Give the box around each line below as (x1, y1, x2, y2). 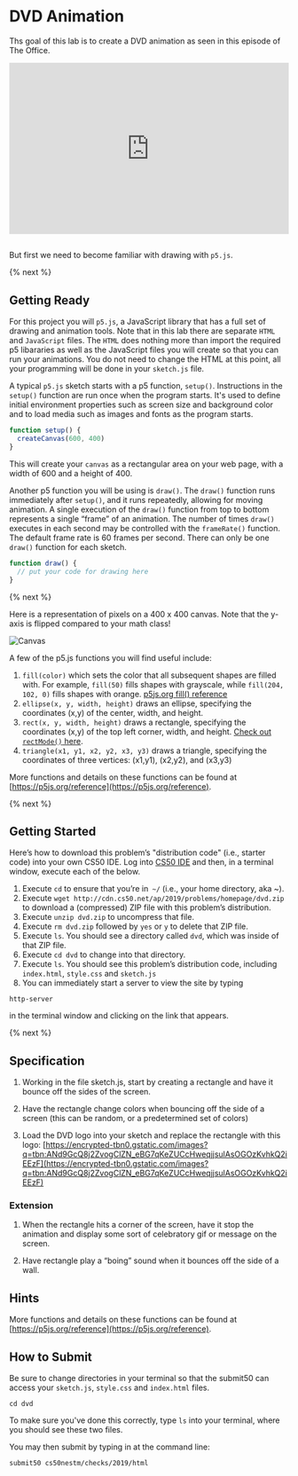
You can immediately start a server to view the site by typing (21, 977, 244, 988)
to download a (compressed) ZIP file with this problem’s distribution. (21, 902, 272, 913)
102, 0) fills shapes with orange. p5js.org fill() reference (21, 688, 228, 699)
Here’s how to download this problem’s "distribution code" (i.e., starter (9, 847, 266, 858)
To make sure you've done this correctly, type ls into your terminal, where (9, 1415, 281, 1425)
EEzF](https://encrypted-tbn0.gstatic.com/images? (21, 1158, 209, 1169)
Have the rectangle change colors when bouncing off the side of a (21, 1103, 265, 1114)
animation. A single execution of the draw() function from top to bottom (9, 504, 270, 514)
